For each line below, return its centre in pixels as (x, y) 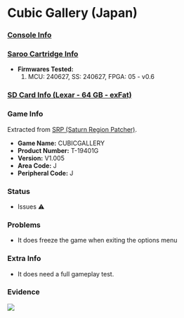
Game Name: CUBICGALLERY (61, 143)
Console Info (29, 35)
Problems (24, 225)
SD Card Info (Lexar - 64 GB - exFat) (70, 95)
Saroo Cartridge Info (43, 54)
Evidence (24, 292)
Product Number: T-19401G (58, 150)
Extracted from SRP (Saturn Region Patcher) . (72, 129)
